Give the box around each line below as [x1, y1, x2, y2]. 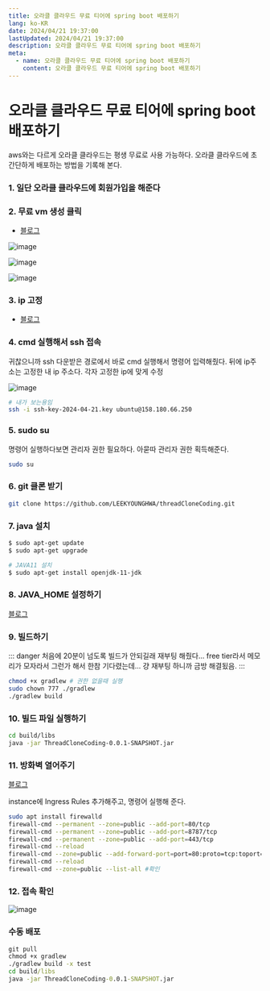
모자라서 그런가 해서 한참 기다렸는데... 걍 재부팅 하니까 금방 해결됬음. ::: [22, 660, 245, 670]
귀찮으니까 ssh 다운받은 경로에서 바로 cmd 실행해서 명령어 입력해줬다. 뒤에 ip [8, 356, 251, 366]
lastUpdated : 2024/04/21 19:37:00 [8, 34, 125, 43]
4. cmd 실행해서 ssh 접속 [8, 336, 102, 348]
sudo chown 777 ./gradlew [8, 685, 95, 693]
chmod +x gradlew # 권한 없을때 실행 [8, 677, 123, 685]
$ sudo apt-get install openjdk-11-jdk [8, 568, 142, 577]
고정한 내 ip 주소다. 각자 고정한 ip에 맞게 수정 [22, 366, 164, 376]
